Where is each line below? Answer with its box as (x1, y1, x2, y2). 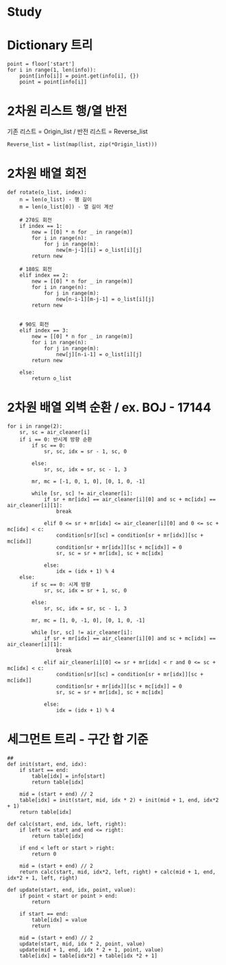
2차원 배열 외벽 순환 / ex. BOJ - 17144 (7, 400, 212, 415)
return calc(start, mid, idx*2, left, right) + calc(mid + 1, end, (19, 868, 216, 875)
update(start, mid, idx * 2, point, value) (19, 940, 146, 947)
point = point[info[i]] (19, 79, 88, 86)
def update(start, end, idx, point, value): (7, 886, 136, 893)
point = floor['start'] (7, 61, 75, 68)
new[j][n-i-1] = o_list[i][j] (55, 351, 142, 358)
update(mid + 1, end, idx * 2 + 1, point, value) (19, 946, 164, 953)
